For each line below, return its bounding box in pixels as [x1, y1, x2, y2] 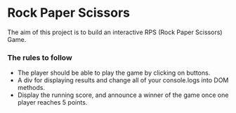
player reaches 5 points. [17, 98, 88, 107]
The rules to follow [7, 52, 72, 62]
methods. [17, 84, 46, 92]
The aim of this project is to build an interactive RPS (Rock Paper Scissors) [7, 28, 223, 36]
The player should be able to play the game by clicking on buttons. [17, 68, 211, 77]
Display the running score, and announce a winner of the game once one [17, 91, 229, 99]
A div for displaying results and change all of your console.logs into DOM [17, 76, 229, 84]
